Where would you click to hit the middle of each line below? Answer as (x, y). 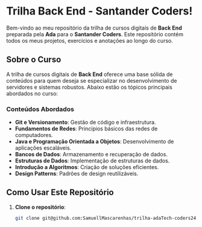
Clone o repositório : (40, 207)
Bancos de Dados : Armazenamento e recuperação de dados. (91, 155)
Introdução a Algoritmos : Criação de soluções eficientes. (87, 167)
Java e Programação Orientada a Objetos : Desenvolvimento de (94, 142)
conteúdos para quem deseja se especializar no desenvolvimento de (92, 80)
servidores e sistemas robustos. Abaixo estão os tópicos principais (90, 87)
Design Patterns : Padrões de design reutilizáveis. (77, 174)
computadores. (34, 135)
